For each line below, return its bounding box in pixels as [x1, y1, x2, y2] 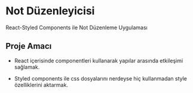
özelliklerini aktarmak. [14, 81, 68, 88]
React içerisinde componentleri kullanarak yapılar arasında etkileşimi [14, 57, 183, 64]
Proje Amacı [5, 41, 52, 51]
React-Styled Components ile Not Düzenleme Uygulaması [5, 24, 148, 31]
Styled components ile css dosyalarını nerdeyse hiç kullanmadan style [14, 75, 188, 82]
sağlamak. [14, 63, 40, 70]
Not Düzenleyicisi [5, 4, 95, 18]
